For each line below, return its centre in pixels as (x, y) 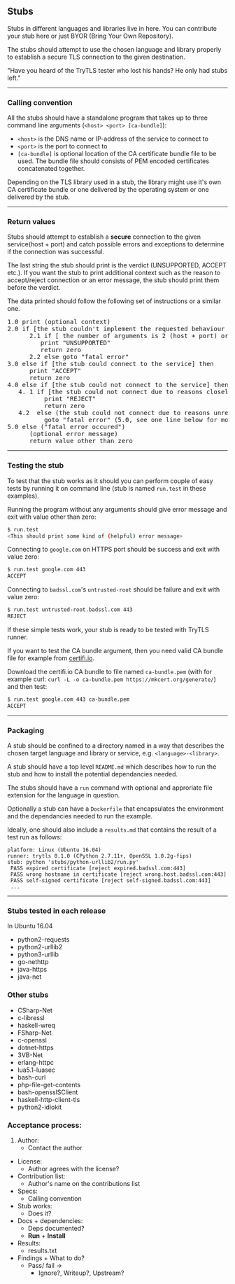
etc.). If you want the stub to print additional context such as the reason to (114, 273)
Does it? (40, 1213)
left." (14, 78)
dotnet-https (35, 1047)
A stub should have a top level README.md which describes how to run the (112, 767)
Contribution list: (41, 1176)
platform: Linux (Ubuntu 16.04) (54, 850)
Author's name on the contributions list (84, 1183)
